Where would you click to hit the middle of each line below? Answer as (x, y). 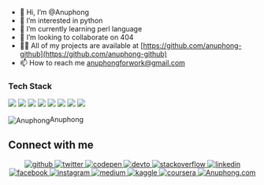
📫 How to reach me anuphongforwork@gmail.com (102, 63)
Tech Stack (30, 86)
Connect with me (51, 145)
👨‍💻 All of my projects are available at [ (81, 46)
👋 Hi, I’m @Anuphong (54, 12)
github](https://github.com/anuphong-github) (93, 54)
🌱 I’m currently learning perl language (81, 29)
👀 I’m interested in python (61, 20)
